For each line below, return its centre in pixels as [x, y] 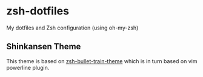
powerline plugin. [28, 67]
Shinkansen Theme [44, 47]
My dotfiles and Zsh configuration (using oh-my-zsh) [72, 28]
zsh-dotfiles [38, 11]
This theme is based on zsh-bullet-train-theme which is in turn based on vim [102, 61]
